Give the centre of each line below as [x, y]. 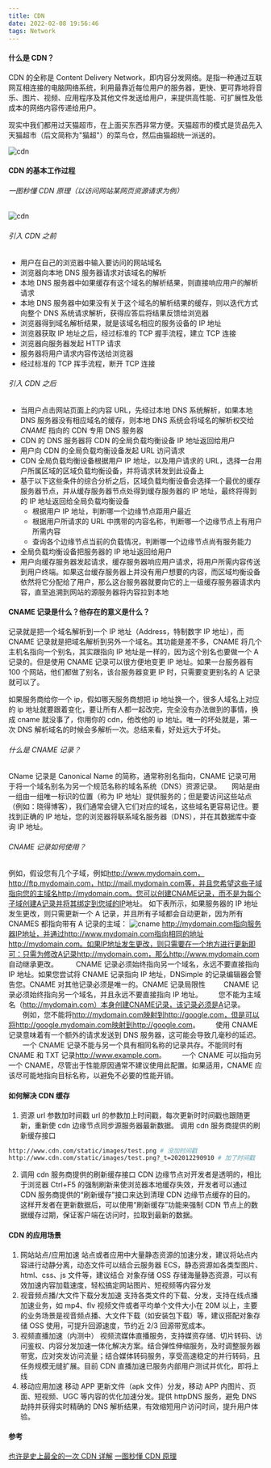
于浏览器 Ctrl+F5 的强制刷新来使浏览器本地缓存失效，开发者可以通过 [133, 1185]
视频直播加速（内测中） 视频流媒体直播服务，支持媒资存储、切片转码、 [138, 1335]
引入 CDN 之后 [32, 383]
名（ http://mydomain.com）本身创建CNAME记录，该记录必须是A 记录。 [127, 1005]
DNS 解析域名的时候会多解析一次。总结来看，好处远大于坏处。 [121, 730]
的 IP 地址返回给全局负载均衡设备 [75, 501]
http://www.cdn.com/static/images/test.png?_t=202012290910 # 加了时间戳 [132, 1158]
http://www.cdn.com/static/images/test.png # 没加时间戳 [103, 1151]
